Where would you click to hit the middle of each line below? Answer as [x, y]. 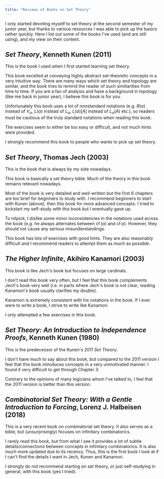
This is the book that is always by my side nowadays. [59, 169]
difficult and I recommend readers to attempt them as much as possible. [78, 243]
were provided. [20, 132]
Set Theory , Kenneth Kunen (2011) [58, 55]
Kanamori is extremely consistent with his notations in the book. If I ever [78, 300]
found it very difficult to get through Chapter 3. [52, 369]
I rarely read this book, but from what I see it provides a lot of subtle [73, 441]
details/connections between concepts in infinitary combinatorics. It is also [81, 447]
